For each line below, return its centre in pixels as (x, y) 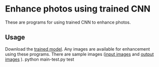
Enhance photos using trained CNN (78, 9)
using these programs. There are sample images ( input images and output (79, 54)
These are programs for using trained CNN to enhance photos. (68, 22)
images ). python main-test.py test (40, 59)
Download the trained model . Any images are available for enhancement (78, 49)
